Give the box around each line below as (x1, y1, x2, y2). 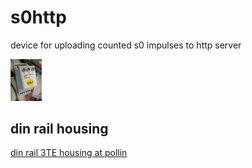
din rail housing (10, 120, 109, 137)
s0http (10, 6, 67, 29)
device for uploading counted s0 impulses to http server (10, 39, 242, 51)
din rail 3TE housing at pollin (10, 147, 128, 159)
